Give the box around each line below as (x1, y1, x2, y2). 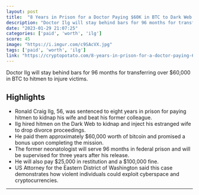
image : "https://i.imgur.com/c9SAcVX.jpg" (6, 42, 113, 48)
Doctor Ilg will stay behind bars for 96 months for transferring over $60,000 (6, 69, 191, 76)
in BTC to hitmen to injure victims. (6, 75, 88, 82)
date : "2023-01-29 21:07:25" (6, 25, 78, 31)
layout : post (6, 8, 38, 15)
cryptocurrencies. (14, 177, 59, 184)
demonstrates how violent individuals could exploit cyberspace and (14, 171, 179, 178)
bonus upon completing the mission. (14, 139, 104, 147)
